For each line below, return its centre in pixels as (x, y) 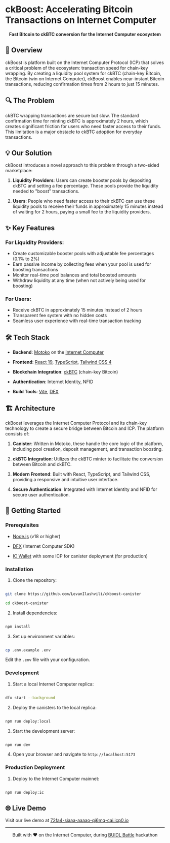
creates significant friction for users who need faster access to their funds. (83, 126)
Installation (19, 569)
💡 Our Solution (29, 153)
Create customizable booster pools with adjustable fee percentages (83, 254)
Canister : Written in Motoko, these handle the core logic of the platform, (88, 444)
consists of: (17, 433)
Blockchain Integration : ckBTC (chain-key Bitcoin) (65, 372)
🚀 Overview (24, 50)
